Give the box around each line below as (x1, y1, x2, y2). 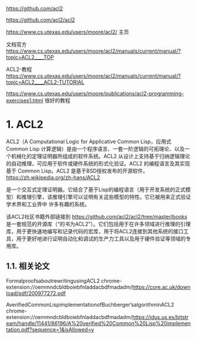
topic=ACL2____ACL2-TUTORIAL (6, 79, 85, 86)
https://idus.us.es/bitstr (132, 313, 189, 320)
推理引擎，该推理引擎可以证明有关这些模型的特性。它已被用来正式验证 (21, 193, 191, 200)
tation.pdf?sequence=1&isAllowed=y (6, 326, 94, 333)
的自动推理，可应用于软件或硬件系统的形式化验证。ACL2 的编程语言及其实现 (6, 160, 191, 167)
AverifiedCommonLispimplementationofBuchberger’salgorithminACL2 (6, 301, 175, 308)
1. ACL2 (6, 118, 44, 131)
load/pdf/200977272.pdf (6, 290, 66, 297)
